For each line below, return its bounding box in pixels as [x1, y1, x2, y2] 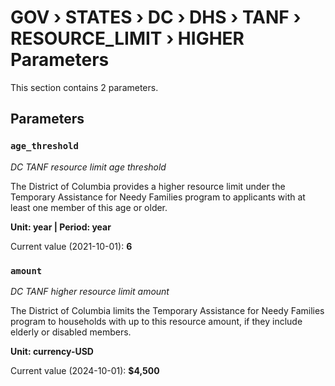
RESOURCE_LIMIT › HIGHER [10, 27, 245, 50]
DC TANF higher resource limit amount [10, 285, 170, 297]
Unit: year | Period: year [10, 221, 112, 233]
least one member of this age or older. [10, 201, 168, 213]
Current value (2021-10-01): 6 [10, 240, 133, 252]
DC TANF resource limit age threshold [10, 161, 167, 173]
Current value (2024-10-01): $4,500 [10, 364, 160, 376]
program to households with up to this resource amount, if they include [10, 315, 303, 327]
